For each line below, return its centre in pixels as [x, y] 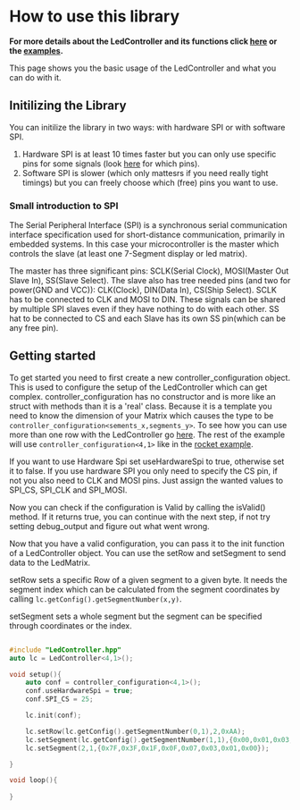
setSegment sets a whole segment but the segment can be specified [136, 616]
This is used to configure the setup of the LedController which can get [138, 387]
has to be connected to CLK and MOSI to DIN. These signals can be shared [147, 300]
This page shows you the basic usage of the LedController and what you [143, 68]
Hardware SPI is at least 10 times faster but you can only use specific [149, 154]
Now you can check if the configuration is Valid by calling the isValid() [137, 507]
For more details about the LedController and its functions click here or [143, 41]
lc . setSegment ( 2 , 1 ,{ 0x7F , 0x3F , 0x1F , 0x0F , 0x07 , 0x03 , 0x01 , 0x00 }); [147, 748]
